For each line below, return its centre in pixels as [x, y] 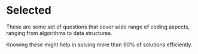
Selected [29, 10]
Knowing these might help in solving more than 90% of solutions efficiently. [99, 45]
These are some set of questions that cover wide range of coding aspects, [98, 27]
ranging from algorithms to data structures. [59, 33]
